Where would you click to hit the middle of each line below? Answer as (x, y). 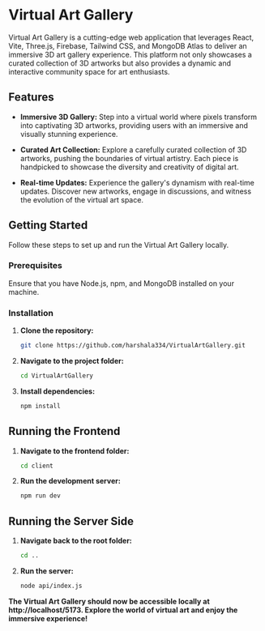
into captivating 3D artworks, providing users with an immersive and (134, 125)
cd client (37, 466)
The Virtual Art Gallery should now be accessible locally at (109, 601)
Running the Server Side (71, 521)
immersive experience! (48, 618)
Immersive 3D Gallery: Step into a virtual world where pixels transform (139, 117)
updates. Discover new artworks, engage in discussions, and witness (136, 191)
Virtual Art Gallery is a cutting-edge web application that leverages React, (131, 37)
